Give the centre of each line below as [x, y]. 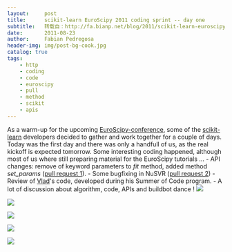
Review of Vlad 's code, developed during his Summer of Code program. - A [115, 181]
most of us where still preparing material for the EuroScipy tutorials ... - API [114, 159]
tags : [15, 59]
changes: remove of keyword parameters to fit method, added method [107, 166]
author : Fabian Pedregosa [51, 39]
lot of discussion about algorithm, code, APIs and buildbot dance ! [101, 189]
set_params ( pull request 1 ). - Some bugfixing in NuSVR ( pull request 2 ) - [111, 173]
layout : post [32, 13]
